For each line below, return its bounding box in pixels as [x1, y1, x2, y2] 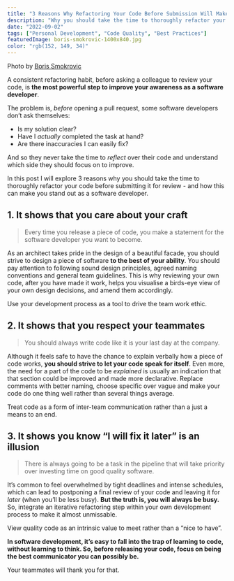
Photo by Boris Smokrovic [7, 62, 81, 70]
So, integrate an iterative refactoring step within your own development [7, 503, 212, 511]
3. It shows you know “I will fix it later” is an [7, 431, 200, 443]
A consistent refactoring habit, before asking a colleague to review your [7, 76, 212, 84]
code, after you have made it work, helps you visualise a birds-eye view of [7, 278, 221, 287]
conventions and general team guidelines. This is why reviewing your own [7, 271, 219, 280]
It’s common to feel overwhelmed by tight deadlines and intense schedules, [7, 480, 224, 489]
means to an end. [7, 410, 57, 418]
